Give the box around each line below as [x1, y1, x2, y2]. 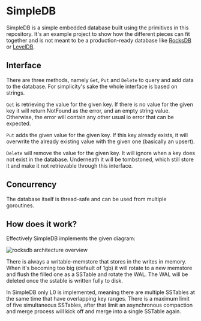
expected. [6, 120, 31, 127]
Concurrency [6, 180, 57, 190]
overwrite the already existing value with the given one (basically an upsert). [6, 138, 195, 145]
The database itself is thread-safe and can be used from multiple [6, 195, 167, 202]
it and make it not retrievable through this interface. [6, 162, 133, 169]
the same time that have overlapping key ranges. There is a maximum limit [6, 295, 190, 302]
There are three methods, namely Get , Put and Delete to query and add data [6, 76, 194, 83]
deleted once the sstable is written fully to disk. [6, 277, 123, 284]
